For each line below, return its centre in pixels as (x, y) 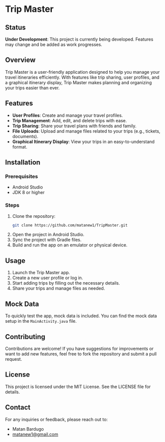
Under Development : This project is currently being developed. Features (79, 39)
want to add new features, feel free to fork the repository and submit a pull (81, 354)
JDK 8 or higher (28, 193)
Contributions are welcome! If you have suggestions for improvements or (80, 348)
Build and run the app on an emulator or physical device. (70, 245)
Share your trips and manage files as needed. (59, 289)
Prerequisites (21, 176)
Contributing (25, 337)
